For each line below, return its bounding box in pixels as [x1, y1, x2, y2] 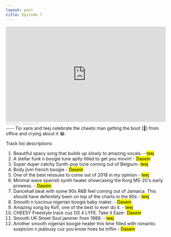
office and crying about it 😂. [6, 130, 66, 136]
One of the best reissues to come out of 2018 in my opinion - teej [13, 171, 149, 178]
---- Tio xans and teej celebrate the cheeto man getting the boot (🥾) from [6, 125, 159, 131]
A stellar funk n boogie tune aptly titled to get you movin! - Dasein [13, 156, 151, 162]
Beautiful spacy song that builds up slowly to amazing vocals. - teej [13, 150, 154, 156]
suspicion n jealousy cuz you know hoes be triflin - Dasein [13, 226, 135, 232]
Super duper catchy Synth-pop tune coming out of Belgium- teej [13, 161, 149, 167]
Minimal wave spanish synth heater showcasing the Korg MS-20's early [13, 177, 163, 183]
